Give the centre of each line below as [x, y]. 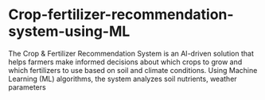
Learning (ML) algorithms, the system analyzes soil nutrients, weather [123, 79]
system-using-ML [69, 31]
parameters [27, 87]
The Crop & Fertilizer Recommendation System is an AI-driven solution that [131, 53]
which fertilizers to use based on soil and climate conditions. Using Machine [133, 70]
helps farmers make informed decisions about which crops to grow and [125, 62]
